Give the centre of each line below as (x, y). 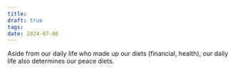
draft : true (25, 20)
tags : (15, 27)
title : (17, 14)
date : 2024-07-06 (33, 34)
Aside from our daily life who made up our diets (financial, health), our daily (118, 54)
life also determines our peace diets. (61, 61)
